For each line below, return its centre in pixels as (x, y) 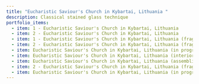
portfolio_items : (28, 22)
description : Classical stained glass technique (67, 17)
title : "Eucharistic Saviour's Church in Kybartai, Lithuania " (87, 12)
